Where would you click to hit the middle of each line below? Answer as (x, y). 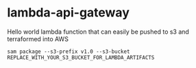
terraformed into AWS (38, 38)
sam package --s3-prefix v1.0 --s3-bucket (69, 52)
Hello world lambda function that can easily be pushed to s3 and (98, 32)
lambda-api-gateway (69, 13)
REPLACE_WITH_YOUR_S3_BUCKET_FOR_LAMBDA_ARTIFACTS (81, 57)
